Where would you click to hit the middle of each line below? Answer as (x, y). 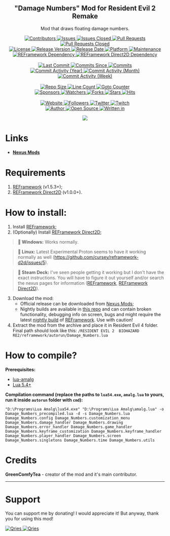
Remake (85, 16)
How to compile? (41, 355)
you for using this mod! (29, 519)
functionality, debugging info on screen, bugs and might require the (91, 314)
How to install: (36, 213)
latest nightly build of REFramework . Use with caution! (76, 320)
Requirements (35, 173)
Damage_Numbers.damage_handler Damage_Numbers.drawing (64, 423)
